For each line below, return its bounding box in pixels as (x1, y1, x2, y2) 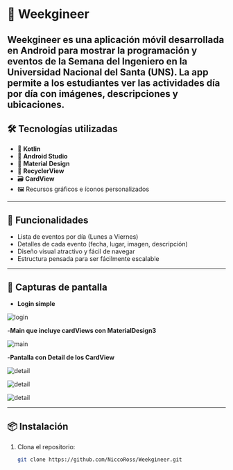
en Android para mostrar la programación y (7, 44, 198, 56)
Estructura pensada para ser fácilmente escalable (17, 255, 159, 263)
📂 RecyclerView (17, 167, 64, 175)
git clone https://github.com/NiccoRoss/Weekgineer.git (17, 456, 182, 463)
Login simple (17, 300, 55, 308)
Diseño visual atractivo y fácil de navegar (17, 247, 135, 255)
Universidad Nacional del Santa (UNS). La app (7, 66, 209, 78)
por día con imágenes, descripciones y (7, 88, 178, 100)
